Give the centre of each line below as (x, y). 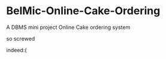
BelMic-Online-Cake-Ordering (83, 11)
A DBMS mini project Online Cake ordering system (68, 27)
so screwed (20, 38)
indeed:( (16, 50)
